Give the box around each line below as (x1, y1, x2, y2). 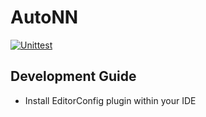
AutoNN (10, 6, 79, 29)
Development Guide (10, 68, 137, 85)
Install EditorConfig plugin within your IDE (24, 94, 197, 106)
